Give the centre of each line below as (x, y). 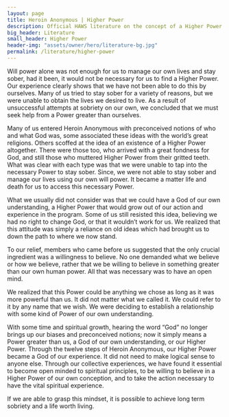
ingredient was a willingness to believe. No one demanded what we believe (113, 257)
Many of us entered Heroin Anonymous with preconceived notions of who (111, 128)
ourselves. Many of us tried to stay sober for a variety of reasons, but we (110, 93)
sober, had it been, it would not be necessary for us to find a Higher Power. (113, 78)
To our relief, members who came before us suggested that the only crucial (113, 249)
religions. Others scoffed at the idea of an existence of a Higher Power (107, 143)
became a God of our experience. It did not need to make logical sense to (111, 356)
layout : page (26, 13)
